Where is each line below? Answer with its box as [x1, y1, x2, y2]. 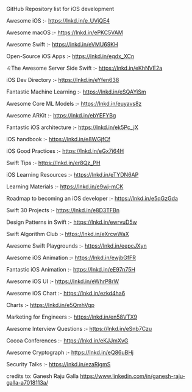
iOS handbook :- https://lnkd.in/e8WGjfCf [6, 136, 111, 142]
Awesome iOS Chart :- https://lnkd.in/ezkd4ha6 [6, 290, 126, 297]
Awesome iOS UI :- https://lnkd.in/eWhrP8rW [6, 278, 119, 285]
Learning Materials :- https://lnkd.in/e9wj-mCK [6, 183, 124, 190]
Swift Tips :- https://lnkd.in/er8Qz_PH [6, 159, 101, 166]
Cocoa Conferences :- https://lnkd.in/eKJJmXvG [6, 337, 129, 344]
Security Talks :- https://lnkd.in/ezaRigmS [6, 361, 111, 368]
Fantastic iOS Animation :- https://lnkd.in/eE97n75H [6, 266, 136, 273]
